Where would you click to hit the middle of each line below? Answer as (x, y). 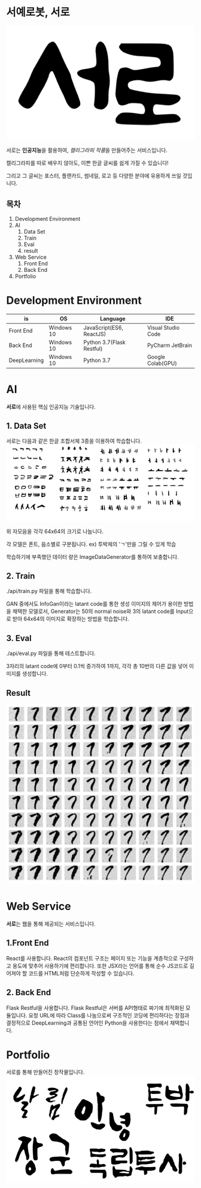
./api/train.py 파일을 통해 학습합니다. (49, 591)
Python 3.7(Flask (104, 342)
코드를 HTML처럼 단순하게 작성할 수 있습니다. (81, 973)
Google (156, 357)
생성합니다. (35, 674)
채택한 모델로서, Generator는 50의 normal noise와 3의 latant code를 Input (100, 611)
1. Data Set (26, 426)
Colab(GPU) (162, 363)
